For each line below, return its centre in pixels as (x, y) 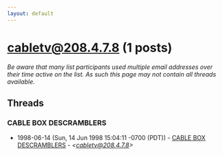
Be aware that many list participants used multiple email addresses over (110, 67)
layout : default (30, 13)
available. (21, 81)
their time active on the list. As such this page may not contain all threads (112, 74)
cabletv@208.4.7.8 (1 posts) (90, 47)
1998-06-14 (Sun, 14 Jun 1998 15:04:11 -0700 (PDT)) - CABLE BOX (111, 138)
